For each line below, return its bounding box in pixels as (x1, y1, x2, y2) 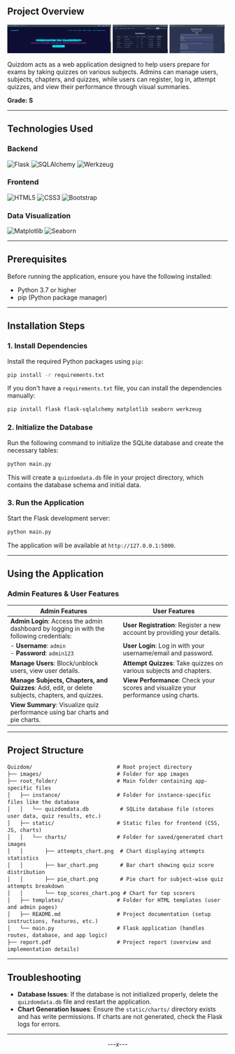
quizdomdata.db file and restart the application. (17, 998, 152, 1006)
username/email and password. (122, 649, 214, 657)
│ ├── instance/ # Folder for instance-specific (7, 792, 211, 799)
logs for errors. (17, 1020, 61, 1029)
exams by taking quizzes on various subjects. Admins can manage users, (7, 67, 219, 76)
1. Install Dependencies (7, 341, 88, 351)
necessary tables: (7, 446, 59, 454)
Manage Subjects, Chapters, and (10, 676, 108, 684)
